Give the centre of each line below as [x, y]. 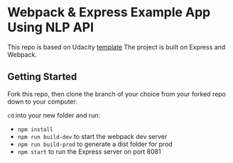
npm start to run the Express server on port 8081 [89, 151]
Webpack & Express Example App [109, 12]
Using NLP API [51, 27]
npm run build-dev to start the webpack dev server [92, 136]
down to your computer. [43, 101]
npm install [35, 129]
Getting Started [42, 77]
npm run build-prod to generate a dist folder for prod [95, 144]
